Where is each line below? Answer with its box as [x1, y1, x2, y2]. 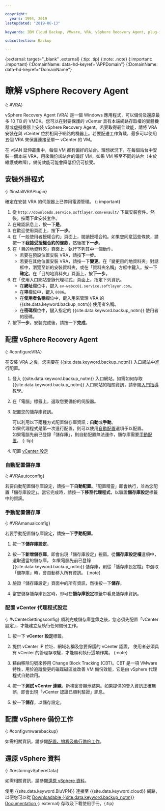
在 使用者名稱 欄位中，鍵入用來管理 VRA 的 [19, 295, 104, 301]
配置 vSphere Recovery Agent [5, 335, 98, 344]
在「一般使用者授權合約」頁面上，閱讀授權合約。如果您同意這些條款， [12, 233, 155, 239]
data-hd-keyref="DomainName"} [5, 67, 72, 73]
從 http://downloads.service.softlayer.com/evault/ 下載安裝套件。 [12, 209, 151, 215]
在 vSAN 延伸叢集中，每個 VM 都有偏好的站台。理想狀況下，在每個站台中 [5, 147, 153, 153]
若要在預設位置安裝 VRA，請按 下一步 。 [19, 252, 99, 258]
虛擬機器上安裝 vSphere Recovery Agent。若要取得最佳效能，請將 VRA [13, 124, 157, 130]
